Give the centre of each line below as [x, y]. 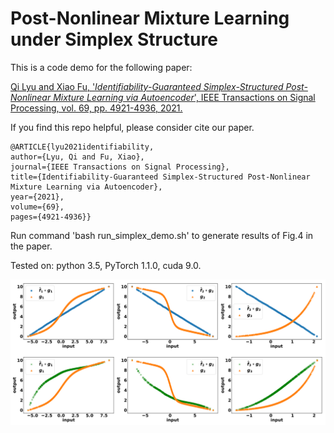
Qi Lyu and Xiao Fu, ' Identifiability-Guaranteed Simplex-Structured [147, 86]
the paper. [31, 246]
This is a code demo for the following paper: [101, 67]
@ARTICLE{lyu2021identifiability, [82, 147]
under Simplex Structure [114, 39]
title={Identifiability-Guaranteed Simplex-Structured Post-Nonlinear [160, 177]
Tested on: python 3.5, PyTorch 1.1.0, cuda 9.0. [106, 265]
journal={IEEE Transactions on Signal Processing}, [120, 167]
